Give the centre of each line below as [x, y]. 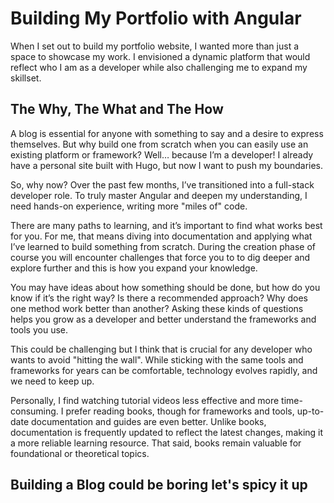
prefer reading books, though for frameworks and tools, [180, 411]
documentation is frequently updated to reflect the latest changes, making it [167, 432]
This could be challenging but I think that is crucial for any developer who [161, 349]
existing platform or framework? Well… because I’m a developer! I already [162, 154]
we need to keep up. [52, 381]
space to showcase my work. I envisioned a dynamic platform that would [160, 56]
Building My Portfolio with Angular [156, 18]
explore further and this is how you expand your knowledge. [134, 268]
